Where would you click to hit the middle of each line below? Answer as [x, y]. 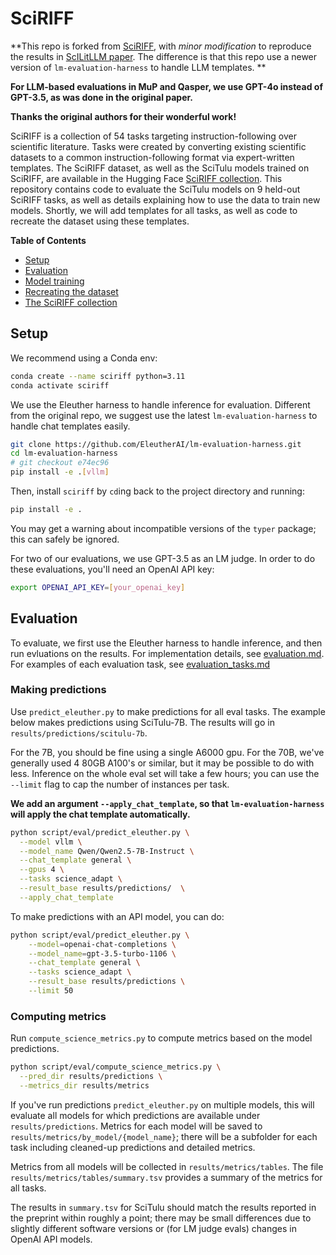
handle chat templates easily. [70, 426]
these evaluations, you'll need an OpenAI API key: [112, 569]
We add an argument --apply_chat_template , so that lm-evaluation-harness [167, 803]
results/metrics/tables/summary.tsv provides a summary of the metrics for [166, 1177]
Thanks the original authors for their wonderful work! [123, 116]
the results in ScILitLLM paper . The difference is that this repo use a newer [164, 56]
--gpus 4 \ [42, 870]
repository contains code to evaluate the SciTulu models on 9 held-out [155, 189]
